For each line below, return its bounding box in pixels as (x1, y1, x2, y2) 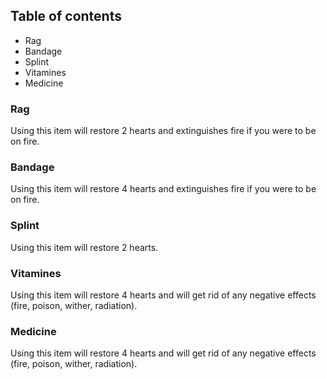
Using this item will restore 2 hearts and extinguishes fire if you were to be (10, 125, 317, 137)
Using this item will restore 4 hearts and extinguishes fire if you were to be (10, 183, 317, 195)
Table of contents (10, 8, 122, 25)
